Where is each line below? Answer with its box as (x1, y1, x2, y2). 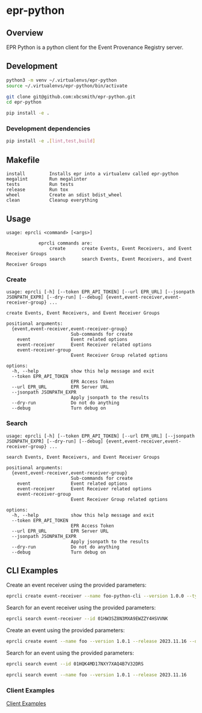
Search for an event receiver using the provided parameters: (6, 604, 156, 612)
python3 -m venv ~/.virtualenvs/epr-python (6, 77, 117, 83)
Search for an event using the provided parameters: (6, 650, 134, 657)
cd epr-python (6, 99, 42, 106)
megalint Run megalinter (6, 176, 87, 182)
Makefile (6, 155, 40, 165)
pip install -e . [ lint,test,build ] (6, 138, 96, 144)
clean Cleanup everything (6, 197, 98, 203)
